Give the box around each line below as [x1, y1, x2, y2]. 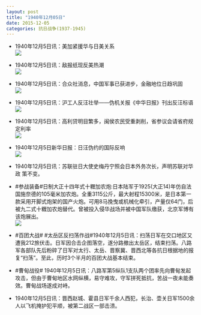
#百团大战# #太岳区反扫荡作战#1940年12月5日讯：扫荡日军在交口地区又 [14, 232, 193, 239]
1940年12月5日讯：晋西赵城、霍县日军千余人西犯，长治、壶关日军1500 [14, 295, 190, 302]
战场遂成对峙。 [35, 282, 73, 289]
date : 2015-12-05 [6, 20, 50, 26]
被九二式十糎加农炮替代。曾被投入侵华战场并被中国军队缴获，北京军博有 [14, 205, 194, 213]
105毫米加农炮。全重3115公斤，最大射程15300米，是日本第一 [41, 190, 192, 198]
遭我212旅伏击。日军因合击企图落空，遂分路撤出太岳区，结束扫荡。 [14, 239, 182, 247]
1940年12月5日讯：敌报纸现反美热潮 [14, 61, 104, 69]
